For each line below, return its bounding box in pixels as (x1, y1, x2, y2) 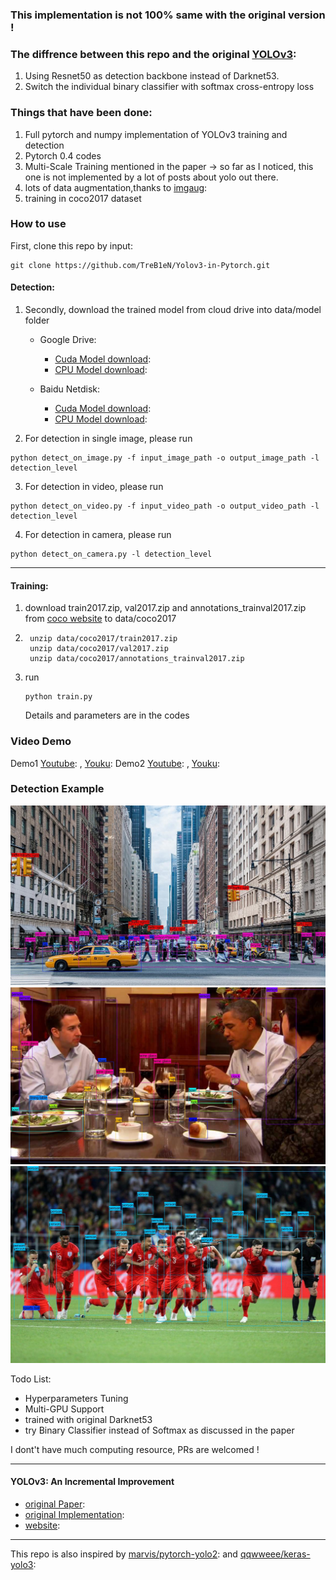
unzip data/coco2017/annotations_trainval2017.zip (29, 654, 245, 664)
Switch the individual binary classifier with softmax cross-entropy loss (24, 81, 315, 93)
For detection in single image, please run (24, 433, 193, 445)
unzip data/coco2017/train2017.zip (29, 634, 178, 644)
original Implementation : (24, 1508, 125, 1520)
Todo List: (10, 1373, 52, 1385)
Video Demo (10, 734, 72, 748)
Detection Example (10, 782, 105, 796)
